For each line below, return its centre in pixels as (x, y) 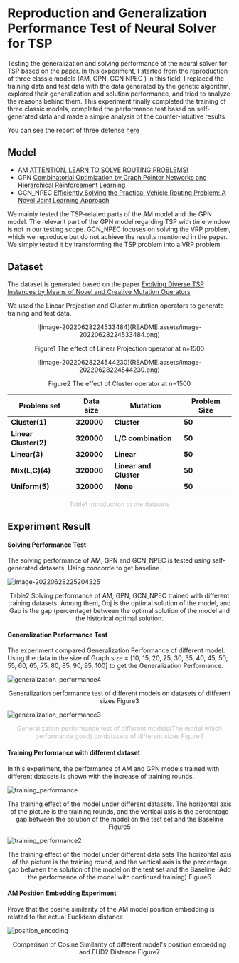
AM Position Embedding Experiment (62, 893)
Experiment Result (49, 526)
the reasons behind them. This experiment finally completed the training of (117, 101)
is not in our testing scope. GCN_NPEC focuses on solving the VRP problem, (119, 229)
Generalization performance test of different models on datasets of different (119, 693)
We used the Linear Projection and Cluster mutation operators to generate (116, 306)
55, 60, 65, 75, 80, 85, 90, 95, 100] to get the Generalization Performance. (116, 666)
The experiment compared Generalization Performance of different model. (116, 650)
